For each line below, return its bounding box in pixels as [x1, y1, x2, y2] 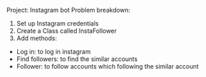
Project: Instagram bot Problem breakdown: [6, 6, 131, 14]
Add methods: [16, 34, 57, 42]
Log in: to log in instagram [16, 48, 91, 55]
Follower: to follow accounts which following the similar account [16, 62, 199, 70]
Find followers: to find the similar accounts [16, 55, 138, 63]
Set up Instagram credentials [16, 19, 99, 27]
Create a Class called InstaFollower [16, 27, 117, 35]
